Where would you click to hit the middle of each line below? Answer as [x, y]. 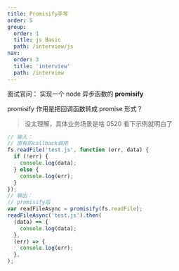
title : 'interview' [42, 66]
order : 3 [26, 60]
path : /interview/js [44, 46]
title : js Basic [37, 40]
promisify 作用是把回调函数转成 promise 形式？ [75, 108]
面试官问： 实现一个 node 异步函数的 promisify [75, 94]
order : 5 [20, 20]
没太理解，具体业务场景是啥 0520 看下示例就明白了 [99, 123]
